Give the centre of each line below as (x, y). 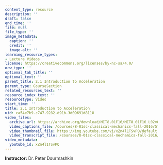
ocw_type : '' (18, 68)
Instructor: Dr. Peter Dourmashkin (39, 158)
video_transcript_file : (33, 135)
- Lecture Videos (23, 59)
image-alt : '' (24, 50)
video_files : (18, 117)
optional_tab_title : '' (29, 73)
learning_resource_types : (31, 54)
